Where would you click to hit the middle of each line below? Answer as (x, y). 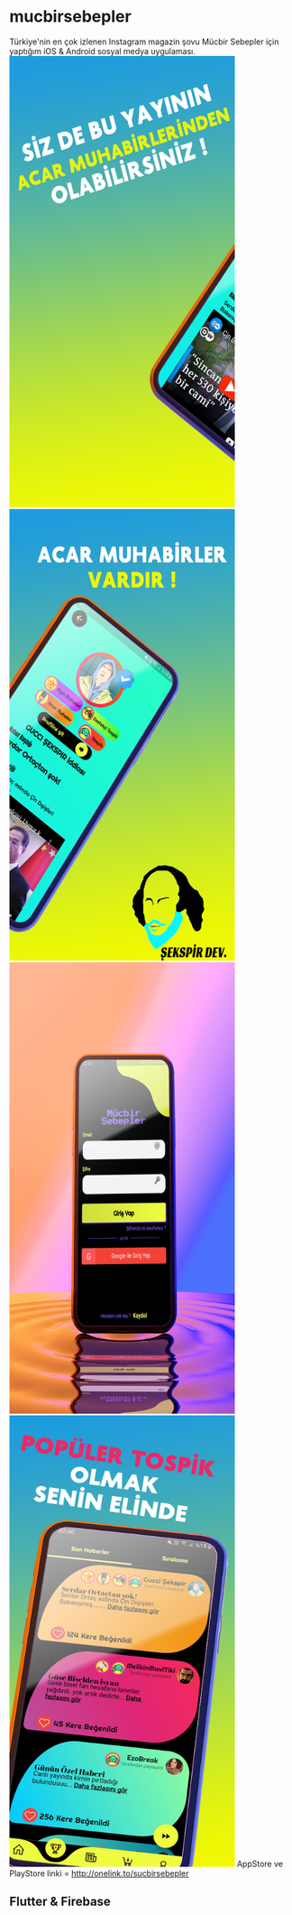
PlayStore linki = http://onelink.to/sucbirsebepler (99, 1873)
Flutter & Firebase (60, 1902)
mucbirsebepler (71, 17)
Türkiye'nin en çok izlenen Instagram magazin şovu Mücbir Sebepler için (144, 42)
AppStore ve (260, 1864)
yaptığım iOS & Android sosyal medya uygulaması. (102, 51)
